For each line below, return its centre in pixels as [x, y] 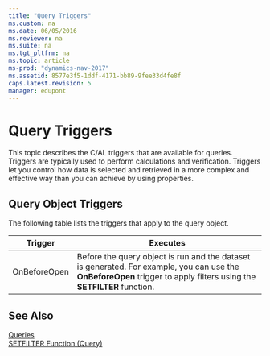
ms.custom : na [32, 23]
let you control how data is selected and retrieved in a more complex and [129, 170]
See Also [31, 315]
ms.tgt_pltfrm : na [39, 53]
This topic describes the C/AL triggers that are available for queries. [121, 153]
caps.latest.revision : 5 [50, 83]
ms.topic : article [39, 61]
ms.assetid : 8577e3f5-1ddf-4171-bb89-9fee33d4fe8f [95, 76]
